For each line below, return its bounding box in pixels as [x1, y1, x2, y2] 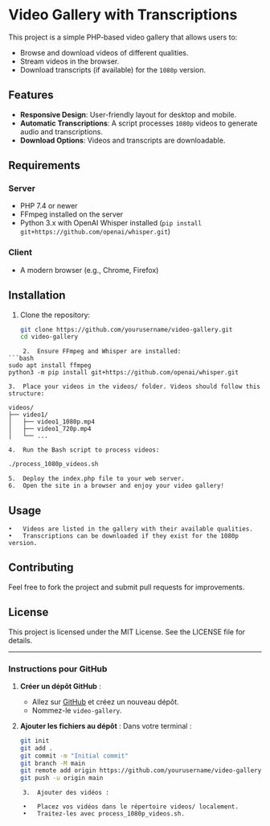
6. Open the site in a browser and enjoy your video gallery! [8, 481, 225, 490]
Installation [8, 288, 66, 303]
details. [8, 635, 33, 645]
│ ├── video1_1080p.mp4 [8, 418, 95, 426]
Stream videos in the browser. [19, 56, 120, 66]
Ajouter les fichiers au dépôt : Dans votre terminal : [19, 721, 192, 730]
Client [8, 247, 32, 258]
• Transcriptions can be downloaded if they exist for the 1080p [8, 531, 239, 540]
